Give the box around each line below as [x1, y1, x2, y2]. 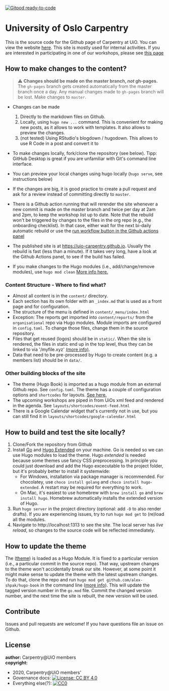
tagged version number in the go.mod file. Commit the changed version [5, 587, 152, 593]
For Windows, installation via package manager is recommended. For [20, 473, 164, 480]
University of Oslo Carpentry [5, 23, 129, 34]
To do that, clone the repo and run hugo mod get [5, 576, 104, 582]
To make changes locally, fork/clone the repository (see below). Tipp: [12, 150, 157, 156]
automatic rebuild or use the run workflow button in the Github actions [12, 228, 159, 234]
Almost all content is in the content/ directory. [12, 293, 108, 299]
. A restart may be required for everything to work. [38, 485, 143, 491]
